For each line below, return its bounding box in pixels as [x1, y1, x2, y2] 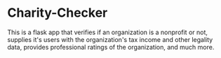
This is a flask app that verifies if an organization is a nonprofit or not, [7, 28, 208, 36]
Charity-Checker [7, 5, 108, 21]
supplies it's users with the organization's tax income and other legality [7, 35, 213, 43]
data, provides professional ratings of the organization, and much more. [7, 43, 215, 51]
